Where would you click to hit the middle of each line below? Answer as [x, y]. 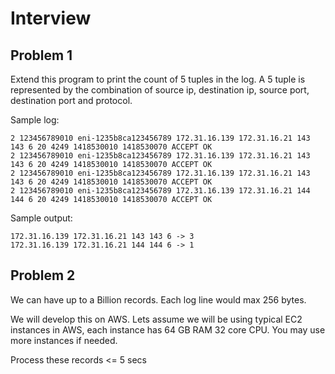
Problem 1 [41, 55]
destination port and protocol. [71, 100]
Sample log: [35, 120]
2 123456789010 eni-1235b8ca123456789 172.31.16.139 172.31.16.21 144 [160, 191]
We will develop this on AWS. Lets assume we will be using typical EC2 [156, 319]
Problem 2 [43, 275]
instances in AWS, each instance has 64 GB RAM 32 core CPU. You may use [168, 329]
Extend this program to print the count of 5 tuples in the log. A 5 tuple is [158, 79]
